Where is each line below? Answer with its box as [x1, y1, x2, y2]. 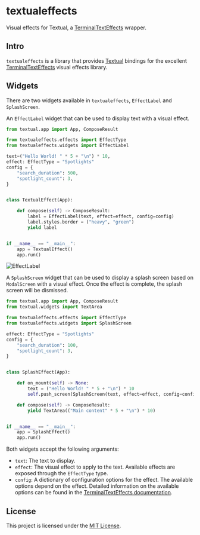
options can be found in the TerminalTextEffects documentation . [14, 489, 173, 496]
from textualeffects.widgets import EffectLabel [6, 142, 129, 149]
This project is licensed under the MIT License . [6, 522, 121, 529]
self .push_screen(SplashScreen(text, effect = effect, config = [27, 391, 183, 397]
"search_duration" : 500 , [17, 170, 79, 176]
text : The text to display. [14, 457, 76, 464]
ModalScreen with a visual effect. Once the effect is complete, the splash [6, 280, 183, 288]
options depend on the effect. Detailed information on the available [14, 482, 179, 490]
